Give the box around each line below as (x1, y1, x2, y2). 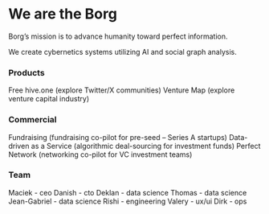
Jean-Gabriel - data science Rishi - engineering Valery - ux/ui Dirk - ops (8, 196, 247, 206)
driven (8, 141, 30, 150)
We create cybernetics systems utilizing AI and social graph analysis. (8, 47, 237, 56)
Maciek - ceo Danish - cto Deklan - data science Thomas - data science (8, 187, 247, 197)
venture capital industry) (8, 94, 90, 104)
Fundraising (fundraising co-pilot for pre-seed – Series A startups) (8, 132, 227, 142)
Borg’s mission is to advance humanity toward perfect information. (8, 31, 228, 41)
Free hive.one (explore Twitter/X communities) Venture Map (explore (8, 85, 235, 95)
